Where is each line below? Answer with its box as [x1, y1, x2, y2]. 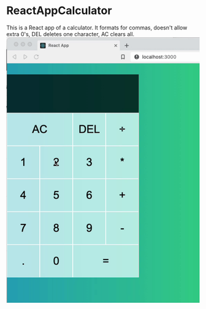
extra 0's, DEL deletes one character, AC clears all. [6, 30, 135, 37]
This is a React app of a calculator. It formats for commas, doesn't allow [6, 24, 188, 31]
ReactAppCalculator [6, 4, 112, 18]
